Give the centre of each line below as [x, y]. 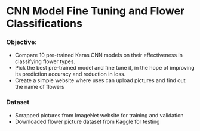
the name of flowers [39, 87]
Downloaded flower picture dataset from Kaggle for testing [87, 121]
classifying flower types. [45, 61]
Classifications [44, 24]
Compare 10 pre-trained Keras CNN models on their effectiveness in [99, 55]
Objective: [21, 42]
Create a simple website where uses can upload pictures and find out [100, 80]
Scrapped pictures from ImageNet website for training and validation [99, 115]
